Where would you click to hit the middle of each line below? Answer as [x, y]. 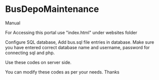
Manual [13, 23]
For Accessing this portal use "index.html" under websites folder [71, 32]
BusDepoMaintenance [52, 9]
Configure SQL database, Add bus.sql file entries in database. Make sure [80, 42]
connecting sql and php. [30, 53]
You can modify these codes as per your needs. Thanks [62, 72]
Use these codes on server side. [39, 62]
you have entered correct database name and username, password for [78, 47]
